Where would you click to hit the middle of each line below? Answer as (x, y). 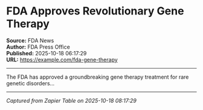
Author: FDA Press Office (38, 47)
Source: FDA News (30, 40)
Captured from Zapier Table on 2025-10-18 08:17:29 (72, 100)
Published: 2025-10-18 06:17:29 (47, 53)
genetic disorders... (31, 83)
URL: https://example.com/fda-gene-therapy (62, 60)
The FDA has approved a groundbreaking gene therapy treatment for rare (98, 77)
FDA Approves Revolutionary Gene (95, 11)
